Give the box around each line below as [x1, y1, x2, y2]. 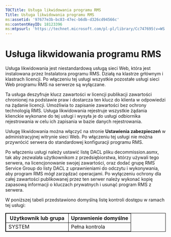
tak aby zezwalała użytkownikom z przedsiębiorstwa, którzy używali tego [5, 154, 159, 161]
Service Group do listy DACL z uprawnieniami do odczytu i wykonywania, [5, 165, 159, 171]
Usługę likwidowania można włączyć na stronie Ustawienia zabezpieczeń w [5, 128, 166, 135]
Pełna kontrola [71, 223, 105, 230]
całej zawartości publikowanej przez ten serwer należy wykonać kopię [5, 176, 153, 182]
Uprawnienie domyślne [71, 215, 129, 222]
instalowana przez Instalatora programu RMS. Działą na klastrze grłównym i [5, 71, 164, 77]
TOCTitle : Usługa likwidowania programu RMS [5, 7, 101, 13]
